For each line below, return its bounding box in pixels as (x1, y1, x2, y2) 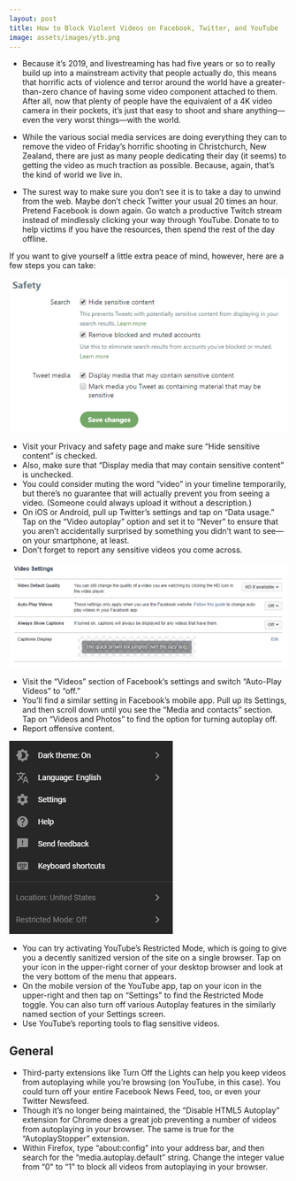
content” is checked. (21, 451, 98, 461)
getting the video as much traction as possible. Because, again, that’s (21, 160, 276, 171)
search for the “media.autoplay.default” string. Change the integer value (21, 1152, 285, 1162)
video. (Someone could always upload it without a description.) (21, 498, 252, 508)
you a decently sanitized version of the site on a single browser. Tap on (21, 952, 281, 962)
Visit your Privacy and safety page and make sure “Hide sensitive (21, 441, 261, 452)
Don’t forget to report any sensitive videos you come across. (21, 544, 243, 555)
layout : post (9, 14, 57, 23)
